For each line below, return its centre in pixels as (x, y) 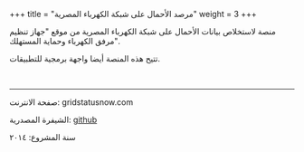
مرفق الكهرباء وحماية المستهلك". (65, 41)
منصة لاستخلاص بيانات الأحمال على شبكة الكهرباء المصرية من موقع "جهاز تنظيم (142, 31)
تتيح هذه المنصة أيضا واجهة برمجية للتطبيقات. (85, 58)
